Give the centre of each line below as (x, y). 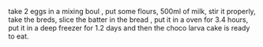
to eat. (19, 36)
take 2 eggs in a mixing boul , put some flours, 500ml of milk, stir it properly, (132, 11)
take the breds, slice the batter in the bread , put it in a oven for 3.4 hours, (128, 20)
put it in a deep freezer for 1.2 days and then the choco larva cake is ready (129, 28)
